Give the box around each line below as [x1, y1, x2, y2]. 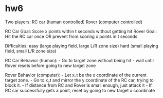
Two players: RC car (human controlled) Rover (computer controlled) [5, 19, 143, 25]
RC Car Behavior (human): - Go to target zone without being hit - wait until [5, 57, 154, 63]
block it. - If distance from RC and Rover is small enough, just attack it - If [5, 82, 152, 88]
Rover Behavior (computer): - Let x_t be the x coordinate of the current [5, 72, 147, 78]
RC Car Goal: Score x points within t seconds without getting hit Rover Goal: [5, 28, 157, 34]
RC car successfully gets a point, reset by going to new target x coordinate [5, 87, 155, 93]
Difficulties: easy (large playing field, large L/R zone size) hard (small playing [5, 43, 159, 49]
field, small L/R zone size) [5, 48, 57, 54]
